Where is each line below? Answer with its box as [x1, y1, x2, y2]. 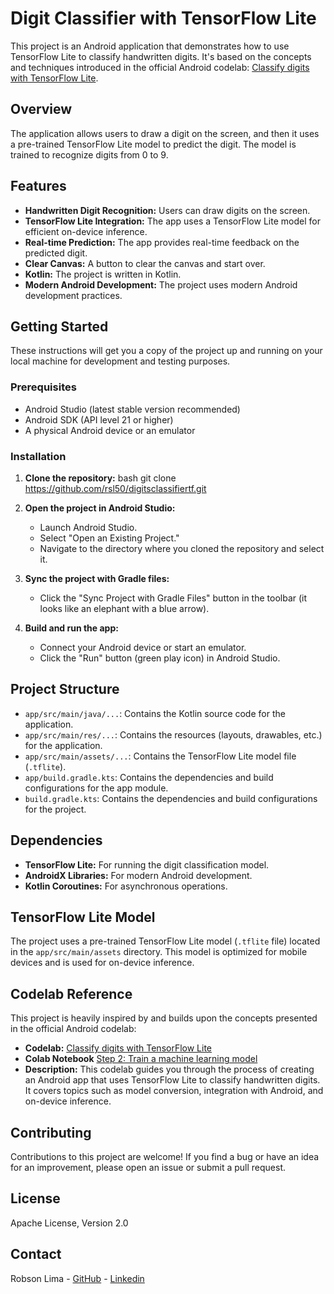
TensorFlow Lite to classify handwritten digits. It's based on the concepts [10, 50, 312, 62]
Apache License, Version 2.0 [10, 1217, 129, 1229]
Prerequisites [10, 380, 77, 394]
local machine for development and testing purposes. [10, 355, 231, 367]
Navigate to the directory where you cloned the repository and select [39, 542, 325, 554]
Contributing [10, 1124, 92, 1141]
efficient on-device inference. [24, 225, 148, 237]
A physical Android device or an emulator [24, 424, 196, 436]
